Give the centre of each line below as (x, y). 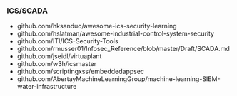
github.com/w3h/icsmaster (57, 64)
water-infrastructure (47, 87)
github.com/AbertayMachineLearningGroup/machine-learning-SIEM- (118, 79)
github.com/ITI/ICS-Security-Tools (67, 41)
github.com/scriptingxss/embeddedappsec (80, 71)
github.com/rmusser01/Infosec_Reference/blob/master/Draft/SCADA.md (123, 49)
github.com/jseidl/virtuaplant (59, 56)
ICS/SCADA (27, 11)
